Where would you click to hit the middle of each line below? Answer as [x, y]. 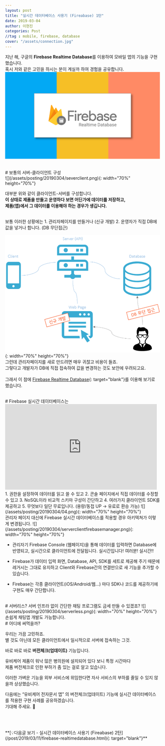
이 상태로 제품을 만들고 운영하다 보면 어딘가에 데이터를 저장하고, [65, 200]
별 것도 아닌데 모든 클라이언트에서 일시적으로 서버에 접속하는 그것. [68, 640]
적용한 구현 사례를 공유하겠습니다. [42, 700]
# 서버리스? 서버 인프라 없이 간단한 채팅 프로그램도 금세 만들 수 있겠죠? [73, 606]
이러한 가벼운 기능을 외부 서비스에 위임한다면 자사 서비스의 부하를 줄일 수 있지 [79, 678]
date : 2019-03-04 [23, 21]
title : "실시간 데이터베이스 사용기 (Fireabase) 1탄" [55, 16]
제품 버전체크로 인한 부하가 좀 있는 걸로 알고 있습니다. [56, 667]
